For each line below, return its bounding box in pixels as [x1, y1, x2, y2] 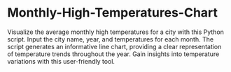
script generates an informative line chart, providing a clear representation [7, 42, 222, 51]
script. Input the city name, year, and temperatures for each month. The [7, 35, 214, 43]
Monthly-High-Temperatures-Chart [7, 5, 218, 21]
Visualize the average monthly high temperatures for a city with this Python [7, 28, 224, 36]
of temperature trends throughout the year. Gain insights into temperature [7, 50, 220, 58]
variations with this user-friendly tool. [7, 57, 115, 65]
